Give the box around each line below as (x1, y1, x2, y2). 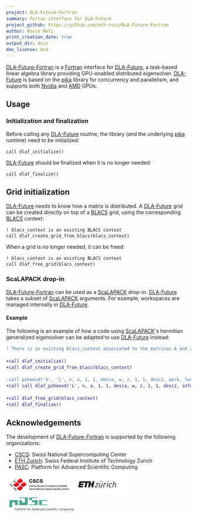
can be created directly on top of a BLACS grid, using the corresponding (6, 209, 181, 216)
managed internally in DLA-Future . (6, 300, 89, 308)
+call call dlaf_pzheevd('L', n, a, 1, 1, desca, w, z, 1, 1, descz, (6, 383, 180, 389)
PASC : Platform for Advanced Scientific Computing (14, 463, 138, 470)
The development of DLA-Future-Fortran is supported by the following (6, 433, 176, 440)
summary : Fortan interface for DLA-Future (6, 15, 111, 22)
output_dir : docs (6, 41, 49, 46)
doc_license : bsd (6, 47, 49, 53)
